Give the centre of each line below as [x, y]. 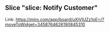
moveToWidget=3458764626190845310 [45, 24]
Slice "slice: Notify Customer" [51, 8]
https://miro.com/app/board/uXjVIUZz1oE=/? [60, 19]
